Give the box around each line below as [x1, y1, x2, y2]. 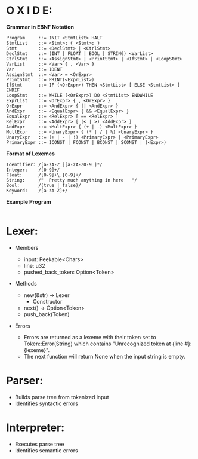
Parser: [6, 374, 44, 387]
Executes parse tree [14, 440, 64, 448]
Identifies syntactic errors [14, 400, 79, 407]
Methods [14, 280, 37, 287]
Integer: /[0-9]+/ [6, 167, 60, 173]
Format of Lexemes [6, 150, 55, 157]
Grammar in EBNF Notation [6, 23, 75, 30]
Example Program [6, 198, 52, 205]
